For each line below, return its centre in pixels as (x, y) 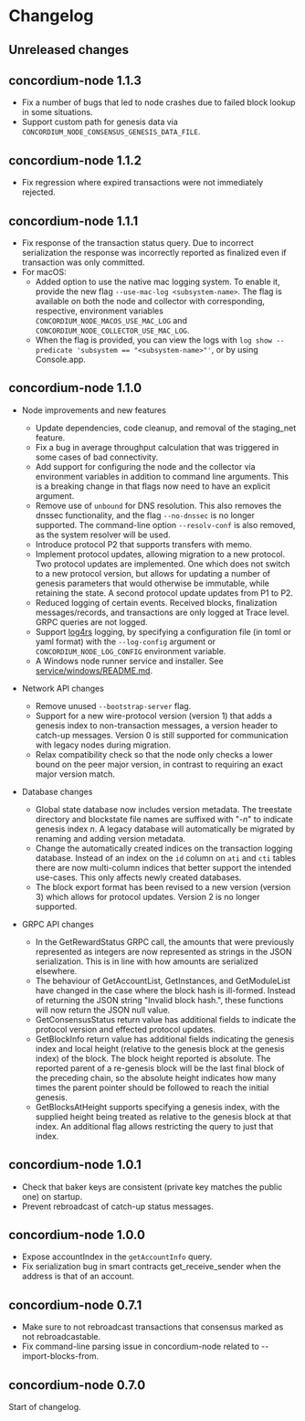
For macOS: (44, 272)
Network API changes (63, 688)
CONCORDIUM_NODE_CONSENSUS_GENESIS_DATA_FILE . (111, 132)
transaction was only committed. (83, 262)
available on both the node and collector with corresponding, (150, 302)
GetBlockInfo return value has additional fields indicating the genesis (165, 1039)
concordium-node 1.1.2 (75, 160)
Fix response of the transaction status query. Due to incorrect (138, 243)
